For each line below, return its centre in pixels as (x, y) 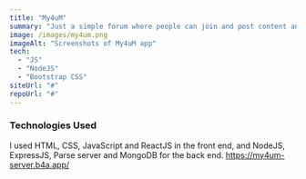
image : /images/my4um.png (58, 35)
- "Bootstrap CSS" (53, 77)
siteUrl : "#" (34, 85)
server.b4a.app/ (40, 164)
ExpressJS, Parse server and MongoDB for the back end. (117, 154)
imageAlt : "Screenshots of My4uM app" (83, 43)
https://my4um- (255, 154)
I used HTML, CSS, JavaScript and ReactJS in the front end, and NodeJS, (147, 145)
